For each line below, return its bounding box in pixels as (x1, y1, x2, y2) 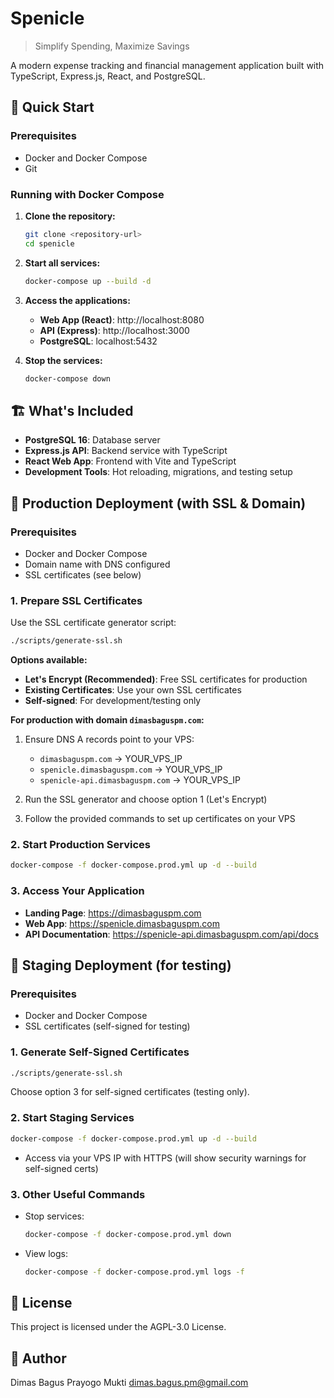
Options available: (10, 654, 88, 666)
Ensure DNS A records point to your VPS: (24, 733, 195, 746)
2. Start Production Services (10, 838, 151, 852)
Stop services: (24, 1210, 85, 1222)
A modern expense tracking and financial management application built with (10, 59, 325, 71)
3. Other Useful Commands (10, 1187, 146, 1201)
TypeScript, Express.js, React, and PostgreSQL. (10, 70, 206, 82)
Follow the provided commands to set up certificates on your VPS (24, 813, 296, 825)
